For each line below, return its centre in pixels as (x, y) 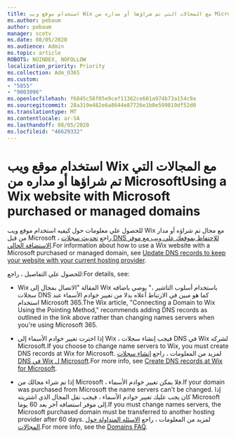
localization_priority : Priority (56, 66)
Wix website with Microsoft (89, 196)
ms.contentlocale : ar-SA (44, 118)
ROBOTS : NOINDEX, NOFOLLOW (47, 60)
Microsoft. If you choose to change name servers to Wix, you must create (123, 346)
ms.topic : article (34, 53)
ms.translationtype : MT (42, 112)
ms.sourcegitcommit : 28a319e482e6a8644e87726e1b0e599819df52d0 (102, 105)
